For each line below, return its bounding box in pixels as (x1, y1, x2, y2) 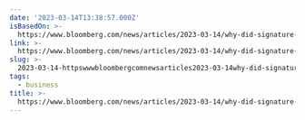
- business (17, 80, 59, 89)
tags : (9, 72, 30, 81)
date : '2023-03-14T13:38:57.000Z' (9, 13, 141, 23)
